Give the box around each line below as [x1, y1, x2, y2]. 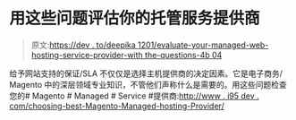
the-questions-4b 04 [144, 49, 223, 60]
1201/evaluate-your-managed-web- [137, 39, 269, 50]
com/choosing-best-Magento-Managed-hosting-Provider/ [9, 100, 225, 111]
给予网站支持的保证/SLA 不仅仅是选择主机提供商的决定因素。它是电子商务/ [9, 68, 283, 79]
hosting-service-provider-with [30, 49, 143, 60]
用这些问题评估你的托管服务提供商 [9, 8, 261, 29]
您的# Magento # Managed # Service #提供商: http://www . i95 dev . [9, 90, 259, 101]
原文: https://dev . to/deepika [30, 39, 136, 50]
